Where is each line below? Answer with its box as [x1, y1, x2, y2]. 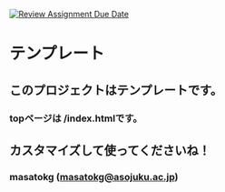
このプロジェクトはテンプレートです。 [9, 82, 223, 97]
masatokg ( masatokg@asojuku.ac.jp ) [9, 170, 179, 183]
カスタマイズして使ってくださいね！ [9, 142, 211, 158]
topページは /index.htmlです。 [9, 112, 142, 125]
